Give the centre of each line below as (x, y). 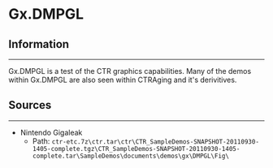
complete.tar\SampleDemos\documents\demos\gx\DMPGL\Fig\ (131, 156)
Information (39, 44)
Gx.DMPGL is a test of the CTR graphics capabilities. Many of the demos (130, 71)
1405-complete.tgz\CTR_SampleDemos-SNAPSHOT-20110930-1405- (136, 149)
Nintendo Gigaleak (51, 132)
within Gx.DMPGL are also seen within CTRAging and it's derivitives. (123, 80)
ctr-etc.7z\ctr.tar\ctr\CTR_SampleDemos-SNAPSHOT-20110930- (156, 142)
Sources (30, 105)
